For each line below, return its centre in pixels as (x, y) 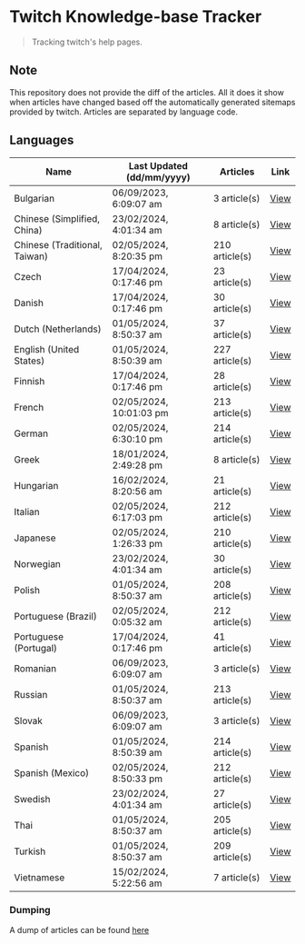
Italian (27, 512)
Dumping (30, 910)
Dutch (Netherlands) (58, 329)
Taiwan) (31, 256)
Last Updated (158, 165)
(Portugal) (35, 648)
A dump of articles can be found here (79, 929)
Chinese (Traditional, (58, 244)
